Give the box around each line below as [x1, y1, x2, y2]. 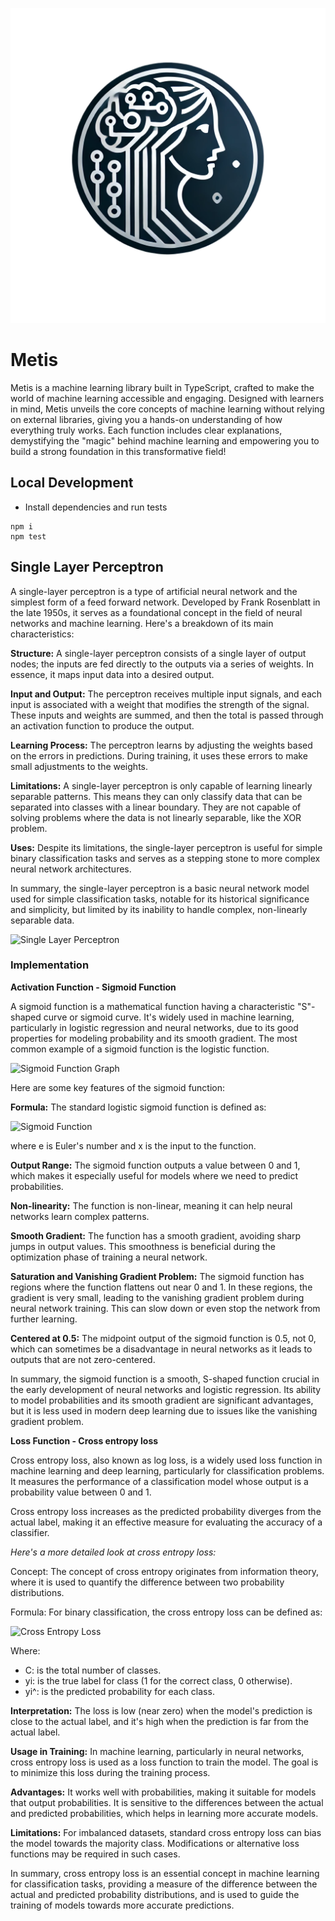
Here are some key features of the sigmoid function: [10, 1081, 226, 1093]
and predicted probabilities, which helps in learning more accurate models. [10, 1807, 319, 1819]
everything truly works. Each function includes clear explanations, [10, 424, 283, 436]
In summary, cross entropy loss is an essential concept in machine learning [10, 1867, 320, 1879]
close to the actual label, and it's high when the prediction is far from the [10, 1715, 309, 1727]
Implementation [10, 958, 90, 972]
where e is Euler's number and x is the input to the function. [10, 1139, 257, 1152]
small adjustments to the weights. [10, 760, 148, 772]
